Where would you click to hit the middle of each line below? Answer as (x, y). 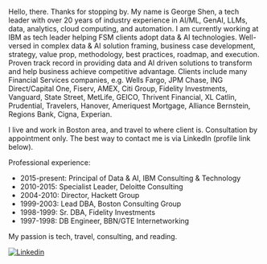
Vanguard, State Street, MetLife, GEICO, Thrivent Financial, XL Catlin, (123, 97)
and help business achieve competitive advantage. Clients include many (128, 71)
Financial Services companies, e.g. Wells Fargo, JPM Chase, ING (116, 80)
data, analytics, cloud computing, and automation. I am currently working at (133, 29)
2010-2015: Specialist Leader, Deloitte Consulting (101, 187)
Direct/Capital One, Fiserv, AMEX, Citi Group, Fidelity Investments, (118, 89)
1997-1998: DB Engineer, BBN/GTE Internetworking (105, 221)
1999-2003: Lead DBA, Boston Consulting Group (101, 204)
